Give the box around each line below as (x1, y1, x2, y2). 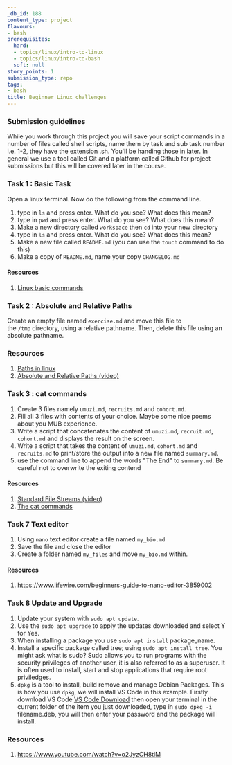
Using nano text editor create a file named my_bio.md (17, 535, 166, 543)
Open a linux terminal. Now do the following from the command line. (7, 195, 202, 203)
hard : (13, 42, 30, 49)
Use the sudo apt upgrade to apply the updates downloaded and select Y (17, 621, 226, 630)
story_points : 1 (7, 68, 54, 75)
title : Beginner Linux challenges (7, 94, 107, 101)
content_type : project (7, 17, 73, 24)
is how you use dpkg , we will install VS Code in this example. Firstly (17, 687, 208, 696)
